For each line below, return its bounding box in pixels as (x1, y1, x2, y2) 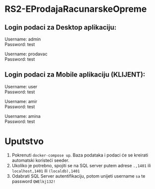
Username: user (4, 83, 38, 89)
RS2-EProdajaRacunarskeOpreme (4, 3, 147, 15)
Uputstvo (4, 136, 44, 147)
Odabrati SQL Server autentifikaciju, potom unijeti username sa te (11, 173, 146, 179)
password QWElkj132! (11, 178, 55, 184)
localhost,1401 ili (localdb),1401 (11, 168, 80, 174)
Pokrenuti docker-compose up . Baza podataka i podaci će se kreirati (11, 152, 149, 158)
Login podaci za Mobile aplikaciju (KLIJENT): (4, 71, 146, 79)
